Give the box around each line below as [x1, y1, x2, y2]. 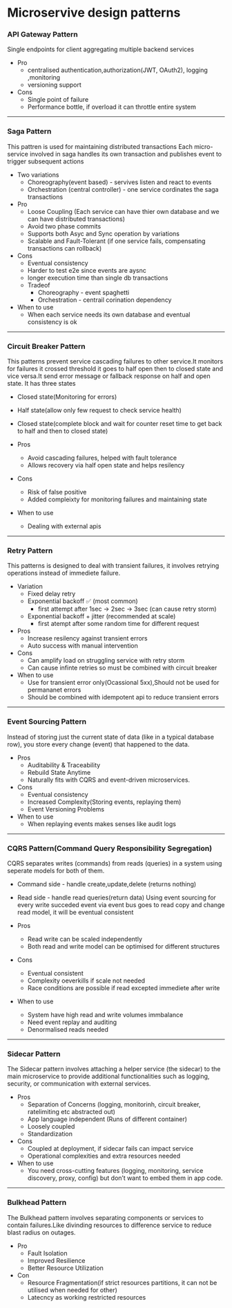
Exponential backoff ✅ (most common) [27, 597, 138, 605]
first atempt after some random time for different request [37, 620, 200, 628]
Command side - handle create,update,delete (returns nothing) [17, 879, 197, 888]
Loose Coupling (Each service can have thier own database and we [27, 207, 220, 215]
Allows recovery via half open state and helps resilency [27, 461, 185, 469]
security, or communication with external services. [7, 1079, 151, 1088]
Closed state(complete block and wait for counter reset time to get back [17, 420, 222, 428]
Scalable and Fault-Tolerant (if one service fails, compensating [27, 237, 206, 245]
